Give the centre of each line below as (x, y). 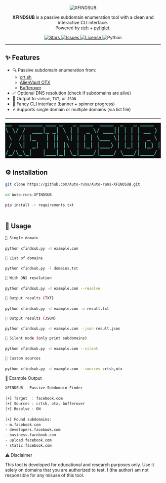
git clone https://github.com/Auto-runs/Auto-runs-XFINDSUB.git (73, 184)
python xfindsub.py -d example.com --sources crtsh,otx (64, 369)
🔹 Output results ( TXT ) (30, 298)
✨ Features (22, 58)
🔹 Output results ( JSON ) (31, 318)
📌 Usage (18, 226)
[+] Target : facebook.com (34, 399)
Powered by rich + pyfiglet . (83, 28)
